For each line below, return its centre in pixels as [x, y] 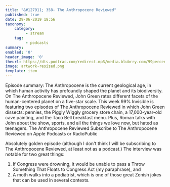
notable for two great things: [35, 154]
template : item [21, 71]
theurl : [13, 62]
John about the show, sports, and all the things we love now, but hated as [82, 123]
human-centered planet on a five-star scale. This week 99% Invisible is [80, 101]
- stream [35, 33]
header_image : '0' [25, 57]
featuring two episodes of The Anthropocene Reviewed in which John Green [85, 107]
